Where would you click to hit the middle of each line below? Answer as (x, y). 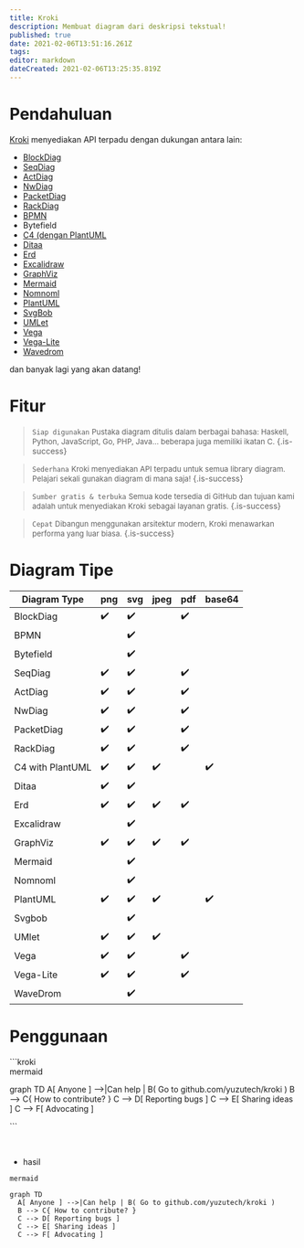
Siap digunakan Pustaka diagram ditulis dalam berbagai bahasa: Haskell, (160, 432)
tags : (20, 52)
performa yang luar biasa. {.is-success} (103, 533)
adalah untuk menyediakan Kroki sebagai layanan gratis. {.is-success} (156, 506)
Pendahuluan (61, 114)
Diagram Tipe (62, 570)
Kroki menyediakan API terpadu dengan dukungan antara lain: (126, 139)
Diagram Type (53, 599)
